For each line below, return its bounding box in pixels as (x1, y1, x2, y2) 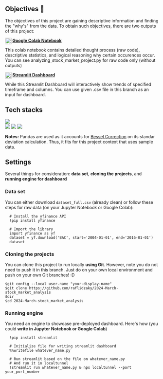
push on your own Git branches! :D (5, 272, 75, 278)
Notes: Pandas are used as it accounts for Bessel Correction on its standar (5, 133, 155, 139)
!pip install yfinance (9, 218, 55, 223)
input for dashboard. (5, 91, 46, 97)
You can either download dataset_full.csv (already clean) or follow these (5, 199, 153, 205)
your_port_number (5, 369, 40, 375)
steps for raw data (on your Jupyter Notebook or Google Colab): (5, 204, 134, 210)
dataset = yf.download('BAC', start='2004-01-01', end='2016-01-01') (9, 235, 153, 240)
